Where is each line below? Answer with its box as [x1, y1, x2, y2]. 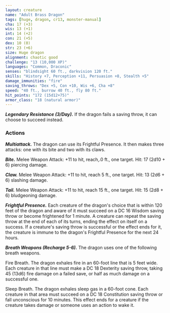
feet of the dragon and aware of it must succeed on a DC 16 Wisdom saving [5, 207, 164, 214]
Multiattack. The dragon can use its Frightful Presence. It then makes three [5, 141, 164, 147]
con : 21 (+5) [5, 36, 33, 41]
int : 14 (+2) [5, 31, 33, 36]
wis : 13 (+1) [5, 26, 33, 32]
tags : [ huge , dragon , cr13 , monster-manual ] [5, 17, 101, 22]
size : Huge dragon [5, 50, 44, 55]
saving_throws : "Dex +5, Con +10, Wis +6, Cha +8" [5, 83, 115, 88]
